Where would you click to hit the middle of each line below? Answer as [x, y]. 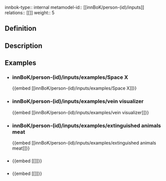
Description [23, 46]
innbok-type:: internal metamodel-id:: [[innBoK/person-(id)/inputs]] [74, 7]
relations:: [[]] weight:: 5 [30, 13]
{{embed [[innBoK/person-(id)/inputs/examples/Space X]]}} [74, 88]
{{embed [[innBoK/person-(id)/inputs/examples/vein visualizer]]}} [80, 112]
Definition [20, 29]
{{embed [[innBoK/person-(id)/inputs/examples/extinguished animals [84, 143]
